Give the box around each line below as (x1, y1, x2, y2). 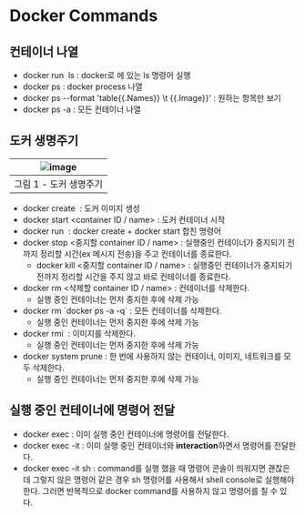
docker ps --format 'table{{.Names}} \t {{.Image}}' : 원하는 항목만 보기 (22, 93, 282, 103)
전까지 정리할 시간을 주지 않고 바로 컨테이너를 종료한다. (36, 270, 231, 282)
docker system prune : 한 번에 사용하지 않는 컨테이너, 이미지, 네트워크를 (22, 350, 282, 361)
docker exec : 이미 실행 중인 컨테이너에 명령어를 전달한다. (22, 429, 229, 440)
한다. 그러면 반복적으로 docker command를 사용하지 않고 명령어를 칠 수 (22, 485, 278, 496)
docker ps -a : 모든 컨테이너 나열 (22, 104, 141, 115)
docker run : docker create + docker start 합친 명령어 (22, 225, 221, 237)
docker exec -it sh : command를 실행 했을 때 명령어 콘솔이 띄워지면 (22, 462, 267, 473)
